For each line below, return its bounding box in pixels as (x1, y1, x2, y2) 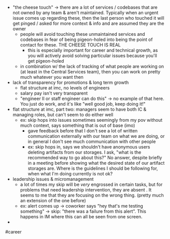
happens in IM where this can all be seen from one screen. (20, 214, 143, 219)
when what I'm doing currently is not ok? (27, 171, 113, 176)
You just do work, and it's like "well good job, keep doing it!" (20, 101, 146, 107)
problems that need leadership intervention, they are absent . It (20, 187, 152, 193)
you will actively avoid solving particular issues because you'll (27, 53, 157, 59)
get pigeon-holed (27, 58, 64, 64)
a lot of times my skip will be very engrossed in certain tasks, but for (20, 181, 163, 187)
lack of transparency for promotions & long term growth (12, 79, 129, 85)
